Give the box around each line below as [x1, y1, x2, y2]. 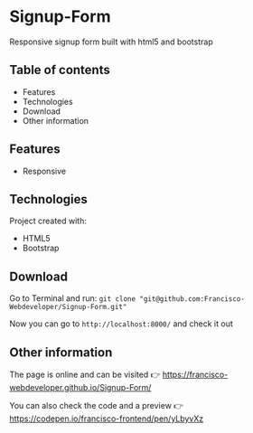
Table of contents [9, 62, 110, 78]
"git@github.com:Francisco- [139, 295, 246, 304]
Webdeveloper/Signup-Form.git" [9, 303, 127, 312]
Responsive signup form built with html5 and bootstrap [9, 36, 214, 47]
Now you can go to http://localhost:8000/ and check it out [9, 318, 233, 329]
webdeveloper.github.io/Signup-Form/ [9, 382, 152, 392]
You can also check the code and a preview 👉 [9, 400, 183, 410]
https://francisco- [162, 369, 229, 380]
